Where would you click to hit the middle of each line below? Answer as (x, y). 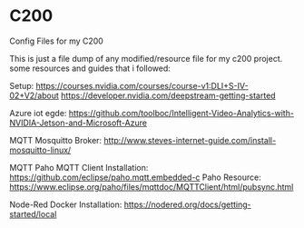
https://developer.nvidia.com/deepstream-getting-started (168, 95)
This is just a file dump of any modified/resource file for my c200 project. (146, 58)
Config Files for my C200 (57, 41)
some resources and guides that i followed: (90, 68)
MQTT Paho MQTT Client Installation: (79, 167)
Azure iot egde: (38, 113)
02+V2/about (34, 95)
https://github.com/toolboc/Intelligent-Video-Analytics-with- (181, 113)
